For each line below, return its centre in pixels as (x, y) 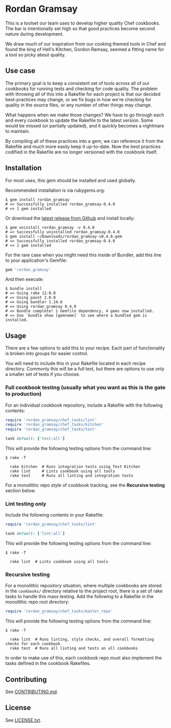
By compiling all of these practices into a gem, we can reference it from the (84, 141)
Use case (20, 71)
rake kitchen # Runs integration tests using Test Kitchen (75, 467)
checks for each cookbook (33, 644)
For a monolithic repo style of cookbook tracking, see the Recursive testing (85, 485)
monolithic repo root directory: (38, 602)
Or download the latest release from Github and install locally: (70, 218)
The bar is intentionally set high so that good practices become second (80, 28)
